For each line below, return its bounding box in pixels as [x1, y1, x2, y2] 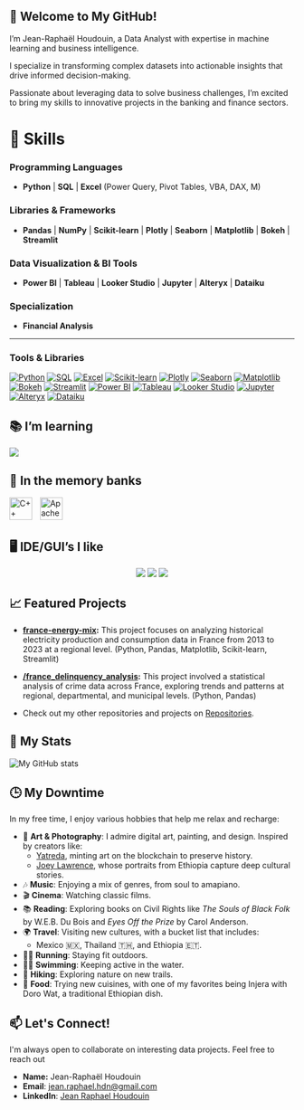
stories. [35, 869, 65, 880]
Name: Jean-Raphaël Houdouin [22, 1071, 142, 1082]
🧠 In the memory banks [9, 472, 142, 489]
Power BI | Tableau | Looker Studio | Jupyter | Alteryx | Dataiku [22, 277, 265, 288]
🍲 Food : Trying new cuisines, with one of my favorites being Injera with [22, 979, 288, 990]
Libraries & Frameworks [9, 204, 116, 217]
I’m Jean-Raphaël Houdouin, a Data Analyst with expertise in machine [9, 33, 270, 43]
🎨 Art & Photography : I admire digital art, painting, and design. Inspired [22, 831, 289, 842]
